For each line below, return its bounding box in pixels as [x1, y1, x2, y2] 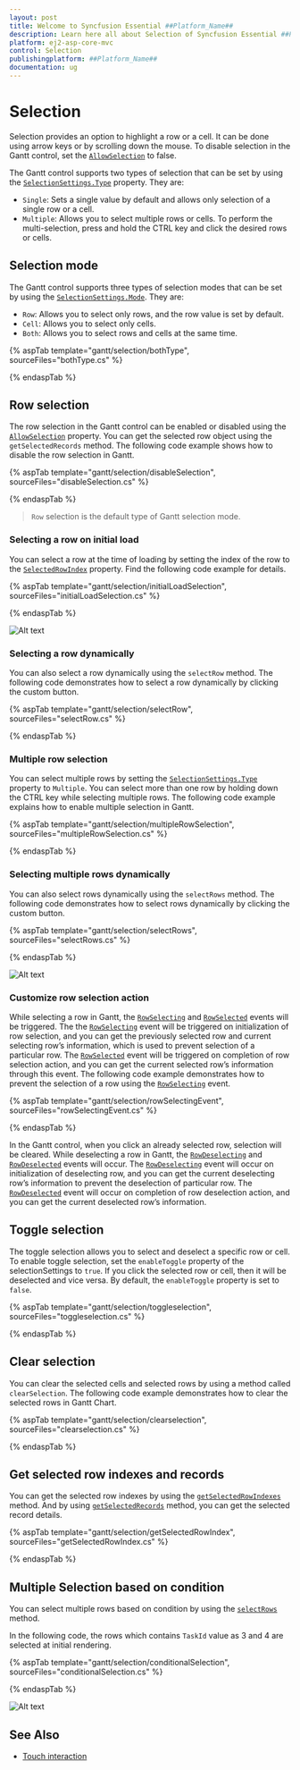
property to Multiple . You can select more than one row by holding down [9, 783, 279, 794]
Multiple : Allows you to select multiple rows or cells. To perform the [21, 213, 273, 223]
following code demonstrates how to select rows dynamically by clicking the [9, 898, 290, 908]
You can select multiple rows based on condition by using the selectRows [9, 1604, 278, 1614]
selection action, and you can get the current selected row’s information [9, 1058, 274, 1069]
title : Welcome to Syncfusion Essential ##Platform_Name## [9, 21, 234, 30]
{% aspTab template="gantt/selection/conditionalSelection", [9, 1657, 230, 1668]
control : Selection [9, 46, 82, 55]
